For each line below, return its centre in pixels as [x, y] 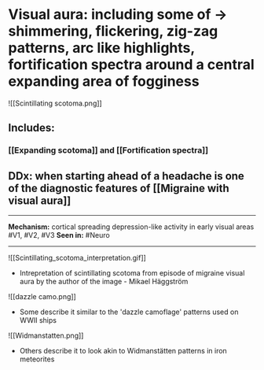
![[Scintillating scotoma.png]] [55, 103]
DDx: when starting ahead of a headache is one [126, 176]
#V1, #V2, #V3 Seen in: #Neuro [59, 235]
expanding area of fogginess [104, 81]
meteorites [37, 359]
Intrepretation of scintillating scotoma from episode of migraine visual [132, 273]
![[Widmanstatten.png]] [46, 335]
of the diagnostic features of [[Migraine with [119, 188]
